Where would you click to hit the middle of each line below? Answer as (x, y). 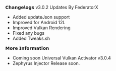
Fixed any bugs (28, 33)
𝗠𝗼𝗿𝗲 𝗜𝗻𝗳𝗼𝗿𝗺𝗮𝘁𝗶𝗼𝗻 (27, 48)
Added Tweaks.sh (31, 38)
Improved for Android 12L (39, 22)
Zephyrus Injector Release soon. (46, 63)
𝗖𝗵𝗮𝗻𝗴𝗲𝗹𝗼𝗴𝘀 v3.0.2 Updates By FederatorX (52, 7)
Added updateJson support (41, 17)
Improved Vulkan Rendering (41, 28)
